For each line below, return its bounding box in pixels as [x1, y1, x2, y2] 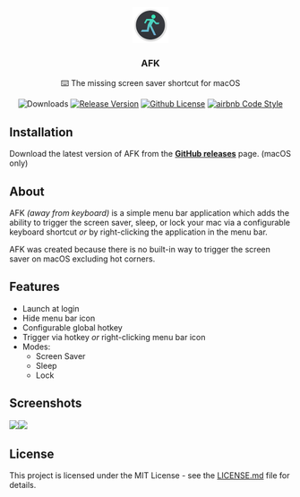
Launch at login [21, 303, 80, 313]
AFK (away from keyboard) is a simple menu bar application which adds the [9, 207, 289, 218]
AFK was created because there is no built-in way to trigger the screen [9, 244, 270, 254]
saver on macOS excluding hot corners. [9, 253, 156, 264]
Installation [9, 124, 73, 140]
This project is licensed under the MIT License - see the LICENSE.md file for [9, 470, 290, 481]
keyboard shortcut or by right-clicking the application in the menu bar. [9, 227, 269, 237]
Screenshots [9, 396, 82, 411]
